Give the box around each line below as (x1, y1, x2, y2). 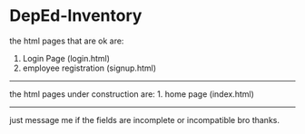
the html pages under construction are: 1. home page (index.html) (9, 88, 254, 100)
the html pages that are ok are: (9, 35, 124, 46)
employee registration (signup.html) (22, 62, 157, 73)
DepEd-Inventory (9, 5, 143, 26)
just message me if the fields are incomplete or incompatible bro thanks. (9, 114, 280, 125)
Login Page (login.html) (22, 53, 111, 63)
